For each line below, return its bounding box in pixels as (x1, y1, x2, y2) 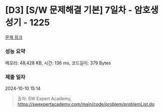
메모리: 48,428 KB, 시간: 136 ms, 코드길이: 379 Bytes (5, 60, 111, 66)
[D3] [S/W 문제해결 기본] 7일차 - (5, 4, 133, 16)
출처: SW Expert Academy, (17, 95, 72, 102)
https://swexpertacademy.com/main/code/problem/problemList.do (17, 101, 155, 107)
